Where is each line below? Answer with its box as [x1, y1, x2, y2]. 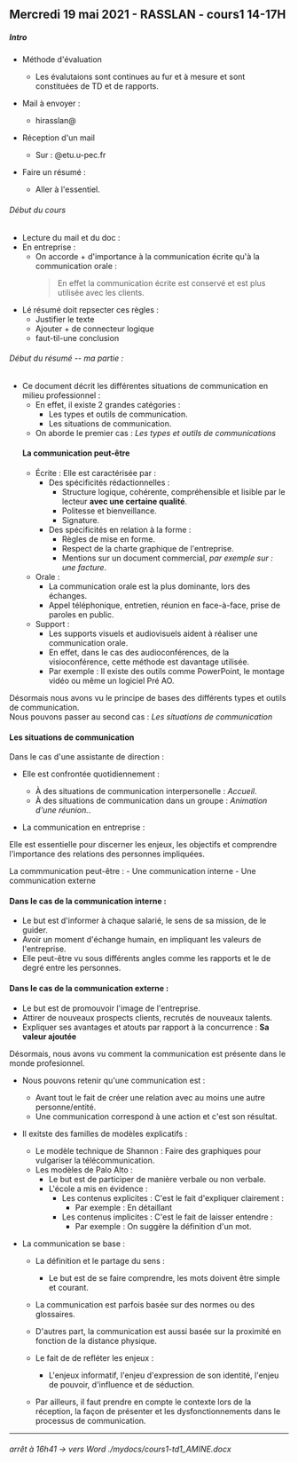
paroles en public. [48, 608, 114, 620]
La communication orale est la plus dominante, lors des [48, 581, 251, 592]
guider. [21, 925, 49, 935]
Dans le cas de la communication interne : [9, 895, 167, 906]
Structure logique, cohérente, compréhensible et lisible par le [61, 486, 286, 497]
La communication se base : [21, 1238, 126, 1249]
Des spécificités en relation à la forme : [48, 524, 192, 535]
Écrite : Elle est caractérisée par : [35, 467, 157, 478]
